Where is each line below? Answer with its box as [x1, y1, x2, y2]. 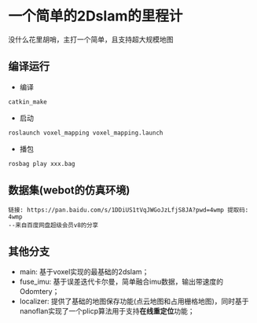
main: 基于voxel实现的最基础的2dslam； [19, 267, 149, 276]
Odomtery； [19, 287, 60, 295]
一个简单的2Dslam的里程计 [8, 7, 183, 25]
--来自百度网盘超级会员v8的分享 [8, 222, 99, 229]
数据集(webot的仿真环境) [8, 183, 130, 196]
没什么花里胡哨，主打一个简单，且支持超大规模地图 [8, 35, 174, 44]
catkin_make [8, 97, 47, 106]
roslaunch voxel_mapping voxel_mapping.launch [8, 129, 163, 137]
